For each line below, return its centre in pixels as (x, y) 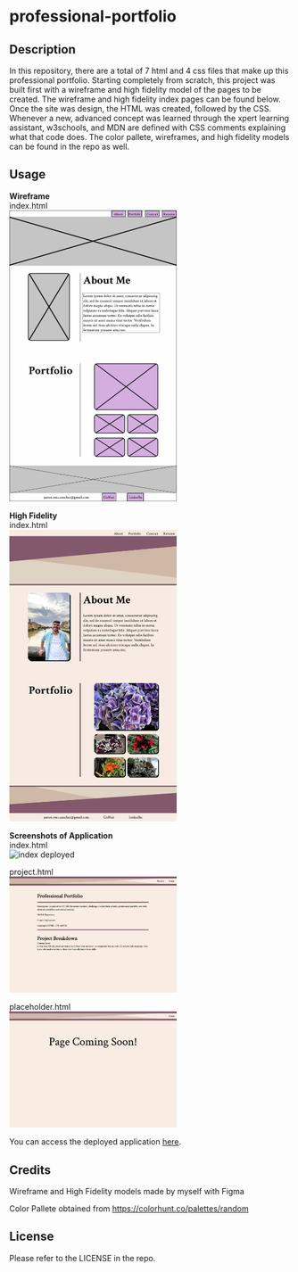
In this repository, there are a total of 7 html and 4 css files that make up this (149, 70)
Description (42, 50)
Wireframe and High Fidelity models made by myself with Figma (127, 1192)
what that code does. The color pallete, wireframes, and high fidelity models (149, 137)
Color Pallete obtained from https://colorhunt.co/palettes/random (129, 1209)
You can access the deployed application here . (95, 1142)
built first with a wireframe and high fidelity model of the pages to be (135, 90)
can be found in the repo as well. (70, 146)
